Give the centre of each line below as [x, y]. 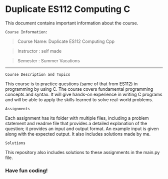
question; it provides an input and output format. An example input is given [82, 129]
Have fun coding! [26, 171]
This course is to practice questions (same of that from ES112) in [71, 84]
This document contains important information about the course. [72, 23]
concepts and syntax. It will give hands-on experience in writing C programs [84, 94]
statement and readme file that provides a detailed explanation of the [76, 123]
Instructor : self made [39, 51]
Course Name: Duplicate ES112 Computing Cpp [66, 41]
